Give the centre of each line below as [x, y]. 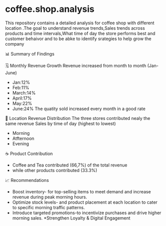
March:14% [24, 93]
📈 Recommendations [27, 180]
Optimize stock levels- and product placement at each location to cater [85, 202]
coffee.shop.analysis [50, 9]
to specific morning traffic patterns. [49, 207]
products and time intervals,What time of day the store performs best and [80, 33]
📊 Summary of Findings [30, 54]
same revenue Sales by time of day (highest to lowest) [61, 123]
